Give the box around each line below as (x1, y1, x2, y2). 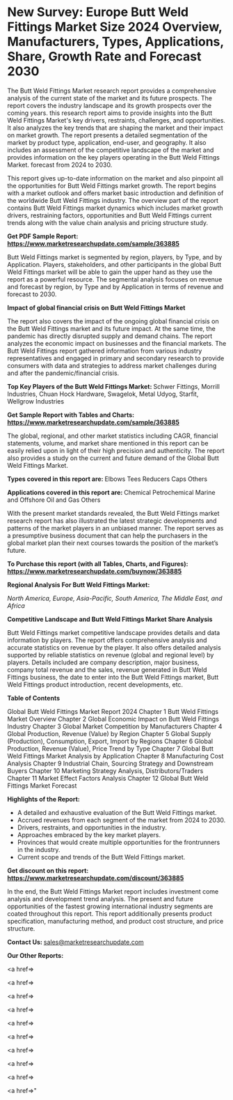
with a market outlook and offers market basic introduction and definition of (7, 189, 224, 197)
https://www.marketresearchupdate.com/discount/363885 (7, 873, 184, 882)
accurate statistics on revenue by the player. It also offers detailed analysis (7, 643, 221, 652)
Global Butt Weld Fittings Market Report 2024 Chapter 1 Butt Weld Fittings (7, 707, 219, 715)
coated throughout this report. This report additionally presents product (7, 909, 212, 917)
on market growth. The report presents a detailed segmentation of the (7, 130, 208, 139)
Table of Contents (7, 694, 61, 702)
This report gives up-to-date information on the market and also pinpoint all (7, 174, 224, 182)
